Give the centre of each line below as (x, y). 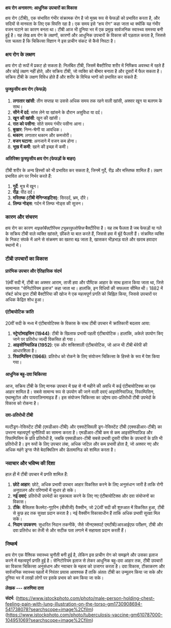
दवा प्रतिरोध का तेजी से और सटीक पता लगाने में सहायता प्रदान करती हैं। (69, 531)
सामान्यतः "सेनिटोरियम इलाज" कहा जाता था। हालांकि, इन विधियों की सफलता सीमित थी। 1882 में (84, 289)
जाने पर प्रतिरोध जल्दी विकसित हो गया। (44, 339)
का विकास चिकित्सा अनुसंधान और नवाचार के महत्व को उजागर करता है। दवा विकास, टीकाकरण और (85, 566)
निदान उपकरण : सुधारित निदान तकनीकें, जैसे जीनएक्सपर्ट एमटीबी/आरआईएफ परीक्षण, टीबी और (88, 525)
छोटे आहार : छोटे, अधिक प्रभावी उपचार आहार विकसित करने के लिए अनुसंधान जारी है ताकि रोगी (88, 485)
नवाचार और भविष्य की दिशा (30, 463)
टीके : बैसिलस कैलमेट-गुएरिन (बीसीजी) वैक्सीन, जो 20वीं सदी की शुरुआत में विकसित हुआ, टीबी (88, 508)
